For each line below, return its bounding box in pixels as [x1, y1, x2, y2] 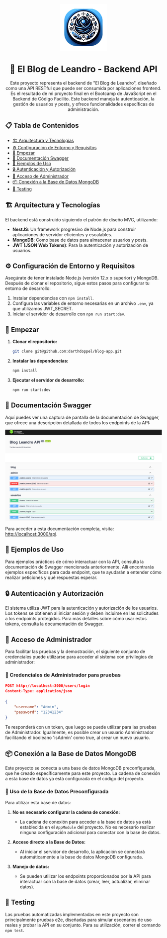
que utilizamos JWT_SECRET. [12, 306, 73, 312]
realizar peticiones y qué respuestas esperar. [5, 574, 98, 580]
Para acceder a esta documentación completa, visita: [5, 526, 114, 532]
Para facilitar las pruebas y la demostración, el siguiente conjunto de [5, 649, 146, 655]
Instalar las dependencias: [12, 358, 69, 364]
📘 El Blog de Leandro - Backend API [9, 64, 158, 75]
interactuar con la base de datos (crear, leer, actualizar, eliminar [19, 878, 150, 884]
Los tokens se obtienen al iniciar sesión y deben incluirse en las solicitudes [5, 610, 159, 616]
